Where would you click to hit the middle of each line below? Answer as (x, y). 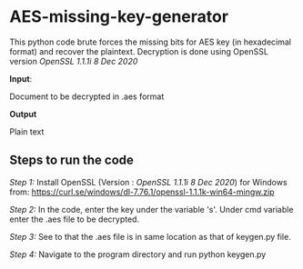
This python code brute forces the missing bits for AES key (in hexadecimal (151, 42)
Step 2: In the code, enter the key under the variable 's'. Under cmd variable (151, 209)
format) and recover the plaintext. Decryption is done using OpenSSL (139, 51)
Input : (21, 78)
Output (23, 114)
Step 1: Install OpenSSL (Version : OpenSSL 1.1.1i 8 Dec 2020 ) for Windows (149, 182)
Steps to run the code (72, 160)
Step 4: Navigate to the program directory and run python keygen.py (138, 254)
